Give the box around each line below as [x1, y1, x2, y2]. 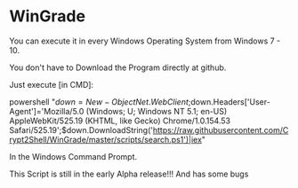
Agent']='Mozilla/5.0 [9, 106, 85, 116]
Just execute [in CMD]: [9, 79, 94, 90]
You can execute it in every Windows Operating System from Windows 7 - [9, 35, 281, 46]
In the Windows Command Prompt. [9, 151, 138, 161]
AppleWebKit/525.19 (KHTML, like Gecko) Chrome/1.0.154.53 [9, 115, 231, 126]
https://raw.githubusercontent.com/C [152, 124, 289, 135]
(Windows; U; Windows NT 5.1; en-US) [85, 106, 228, 116]
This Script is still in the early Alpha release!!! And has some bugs [9, 168, 249, 179]
